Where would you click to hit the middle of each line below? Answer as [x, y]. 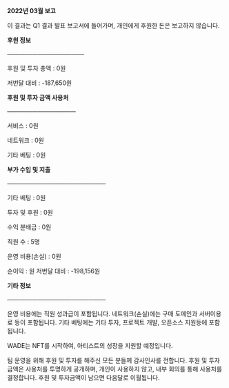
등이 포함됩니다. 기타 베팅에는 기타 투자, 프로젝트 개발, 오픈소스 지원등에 [111, 322]
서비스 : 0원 [23, 126]
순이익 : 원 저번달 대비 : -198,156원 [54, 271]
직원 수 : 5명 [23, 242]
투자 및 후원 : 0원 [30, 212]
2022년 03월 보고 [32, 11]
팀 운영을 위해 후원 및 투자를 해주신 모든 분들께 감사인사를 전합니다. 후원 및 [107, 360]
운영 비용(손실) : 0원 [34, 256]
